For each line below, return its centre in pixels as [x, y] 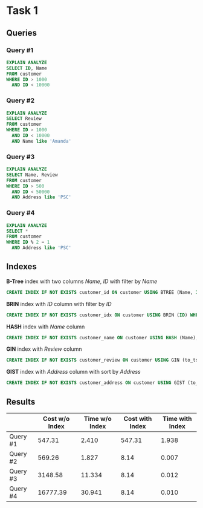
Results [21, 402]
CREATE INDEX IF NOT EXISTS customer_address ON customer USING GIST [96, 383]
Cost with [138, 419]
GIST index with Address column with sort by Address [73, 372]
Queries [22, 33]
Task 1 [22, 11]
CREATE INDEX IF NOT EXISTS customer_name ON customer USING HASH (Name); [102, 337]
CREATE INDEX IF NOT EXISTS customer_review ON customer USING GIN [93, 360]
